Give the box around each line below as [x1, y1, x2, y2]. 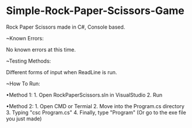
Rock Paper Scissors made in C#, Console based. [6, 23, 125, 30]
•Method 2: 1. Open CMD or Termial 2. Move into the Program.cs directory [6, 102, 185, 109]
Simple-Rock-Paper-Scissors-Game [6, 4, 185, 18]
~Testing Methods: [6, 57, 51, 64]
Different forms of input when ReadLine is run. [6, 68, 117, 75]
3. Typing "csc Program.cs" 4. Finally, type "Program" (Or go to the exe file [6, 109, 187, 116]
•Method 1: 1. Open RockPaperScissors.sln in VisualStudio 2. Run [6, 91, 163, 98]
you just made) [6, 115, 42, 122]
